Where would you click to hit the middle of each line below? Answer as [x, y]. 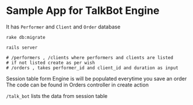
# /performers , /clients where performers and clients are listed [90, 57]
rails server [22, 48]
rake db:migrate [26, 37]
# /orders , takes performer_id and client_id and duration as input [92, 68]
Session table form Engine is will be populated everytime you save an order [96, 78]
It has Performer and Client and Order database [63, 27]
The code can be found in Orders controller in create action [77, 85]
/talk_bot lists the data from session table [57, 96]
